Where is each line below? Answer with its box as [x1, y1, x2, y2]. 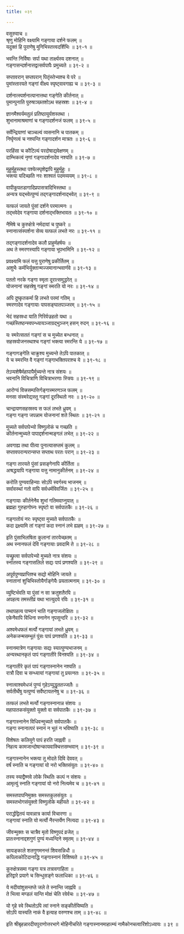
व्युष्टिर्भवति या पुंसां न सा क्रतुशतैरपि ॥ [6, 589, 76, 596]
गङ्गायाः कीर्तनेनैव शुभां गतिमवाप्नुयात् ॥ [6, 497, 79, 504]
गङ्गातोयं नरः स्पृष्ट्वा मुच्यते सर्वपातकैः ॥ [6, 515, 81, 522]
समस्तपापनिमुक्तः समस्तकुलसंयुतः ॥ [6, 791, 72, 798]
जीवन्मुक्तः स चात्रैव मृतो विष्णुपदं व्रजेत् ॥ [6, 829, 79, 836]
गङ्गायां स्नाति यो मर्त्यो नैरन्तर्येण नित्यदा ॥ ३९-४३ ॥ [6, 817, 105, 824]
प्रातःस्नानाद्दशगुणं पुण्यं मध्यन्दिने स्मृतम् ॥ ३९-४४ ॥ [6, 835, 99, 842]
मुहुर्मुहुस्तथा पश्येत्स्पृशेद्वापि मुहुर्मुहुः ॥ [6, 166, 71, 173]
